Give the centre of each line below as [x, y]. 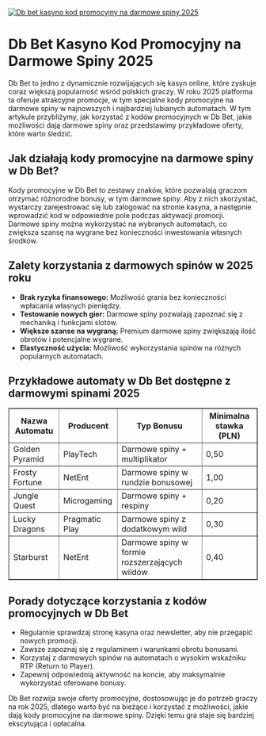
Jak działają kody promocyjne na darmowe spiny [131, 159]
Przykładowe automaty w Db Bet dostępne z [120, 381]
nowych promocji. [49, 641]
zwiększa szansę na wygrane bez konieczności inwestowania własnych [125, 232]
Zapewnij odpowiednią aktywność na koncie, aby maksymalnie [122, 675]
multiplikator [144, 459]
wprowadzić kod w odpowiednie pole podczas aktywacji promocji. [117, 215]
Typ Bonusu [160, 426]
